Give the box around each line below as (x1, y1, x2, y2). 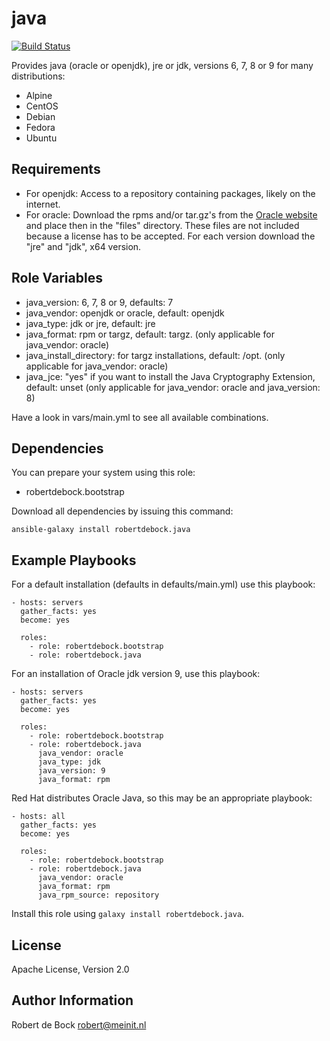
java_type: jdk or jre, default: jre (25, 317, 156, 329)
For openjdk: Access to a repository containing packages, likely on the (25, 187, 316, 199)
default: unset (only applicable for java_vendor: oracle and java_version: (25, 381, 321, 393)
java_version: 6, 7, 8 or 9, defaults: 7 (25, 296, 174, 308)
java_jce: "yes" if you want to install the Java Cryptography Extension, (25, 370, 316, 382)
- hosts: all (11, 812, 66, 822)
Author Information (11, 992, 134, 1009)
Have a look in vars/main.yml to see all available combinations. (11, 411, 269, 423)
